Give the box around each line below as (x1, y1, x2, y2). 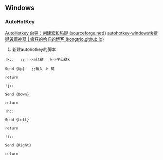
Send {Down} (5, 92, 29, 96)
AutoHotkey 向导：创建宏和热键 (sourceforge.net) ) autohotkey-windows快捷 (5, 30, 158, 36)
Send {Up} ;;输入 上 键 (5, 66, 55, 71)
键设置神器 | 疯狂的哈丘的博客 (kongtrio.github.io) (5, 36, 104, 42)
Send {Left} (5, 117, 29, 122)
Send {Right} (5, 143, 32, 147)
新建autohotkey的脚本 (12, 46, 56, 52)
